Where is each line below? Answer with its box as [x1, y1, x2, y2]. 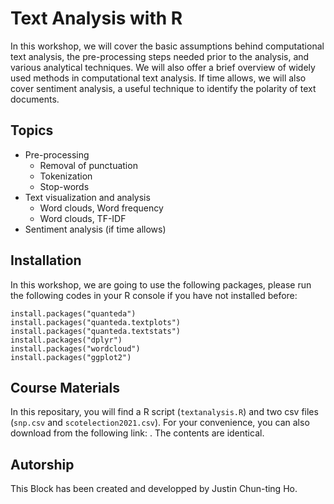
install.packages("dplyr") [10, 335, 123, 345]
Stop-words [39, 180, 90, 192]
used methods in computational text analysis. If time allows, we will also [10, 72, 307, 84]
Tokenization [39, 170, 93, 182]
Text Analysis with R [10, 7, 183, 30]
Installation [10, 252, 82, 269]
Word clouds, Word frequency [39, 202, 164, 214]
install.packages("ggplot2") [10, 352, 132, 362]
